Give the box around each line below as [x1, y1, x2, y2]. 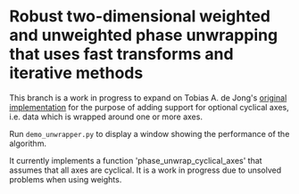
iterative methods [9, 63, 144, 84]
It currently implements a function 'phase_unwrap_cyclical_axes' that [9, 155, 262, 166]
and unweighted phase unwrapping [9, 25, 278, 45]
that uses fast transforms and [9, 44, 234, 64]
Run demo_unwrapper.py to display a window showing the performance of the [9, 128, 290, 139]
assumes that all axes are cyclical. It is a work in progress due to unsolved [9, 165, 282, 175]
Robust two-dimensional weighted [9, 6, 270, 27]
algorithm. [9, 138, 47, 149]
